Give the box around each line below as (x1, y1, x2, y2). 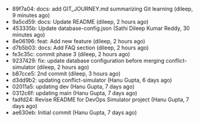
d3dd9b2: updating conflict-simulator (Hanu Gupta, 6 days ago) (12, 76, 172, 84)
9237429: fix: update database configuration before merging (12, 57, 165, 64)
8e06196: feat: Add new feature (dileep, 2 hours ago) (12, 38, 145, 45)
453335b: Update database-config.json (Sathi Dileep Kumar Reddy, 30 (12, 24, 190, 32)
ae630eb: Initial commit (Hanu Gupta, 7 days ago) (12, 109, 137, 116)
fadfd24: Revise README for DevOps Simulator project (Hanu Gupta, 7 (12, 96, 190, 103)
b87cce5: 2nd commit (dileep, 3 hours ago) (12, 70, 120, 77)
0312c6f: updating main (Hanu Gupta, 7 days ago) (12, 90, 138, 96)
